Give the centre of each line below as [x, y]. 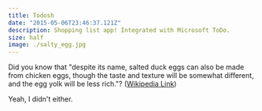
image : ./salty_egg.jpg [47, 45]
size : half [26, 37]
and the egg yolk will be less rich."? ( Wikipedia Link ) [92, 84]
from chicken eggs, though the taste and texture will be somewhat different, [131, 76]
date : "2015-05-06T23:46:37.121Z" [65, 23]
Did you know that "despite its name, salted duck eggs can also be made [126, 67]
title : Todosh [31, 15]
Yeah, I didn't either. [41, 99]
